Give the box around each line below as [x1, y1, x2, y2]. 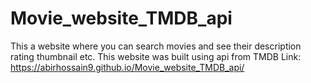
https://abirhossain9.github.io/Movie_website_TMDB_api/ [10, 61, 245, 73]
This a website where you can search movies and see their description [10, 40, 302, 52]
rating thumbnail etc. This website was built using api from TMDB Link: [10, 50, 302, 62]
